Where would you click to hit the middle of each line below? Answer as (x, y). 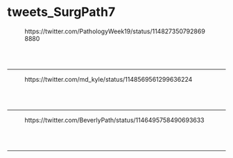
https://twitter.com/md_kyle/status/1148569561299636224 (109, 79)
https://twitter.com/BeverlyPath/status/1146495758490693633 (114, 120)
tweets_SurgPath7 (61, 12)
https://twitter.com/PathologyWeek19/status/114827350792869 (115, 31)
